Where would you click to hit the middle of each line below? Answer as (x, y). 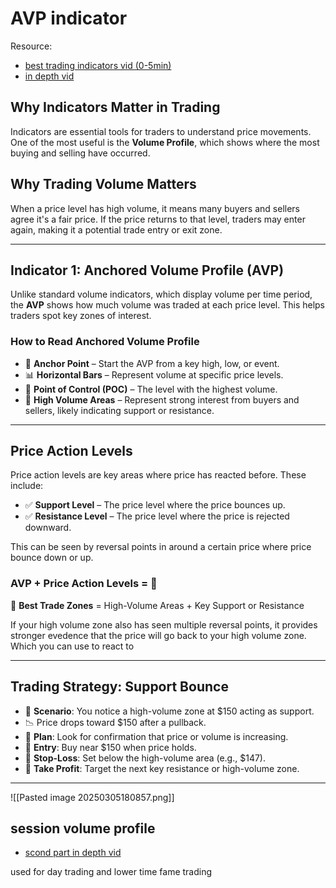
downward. (48, 528)
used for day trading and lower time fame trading (111, 872)
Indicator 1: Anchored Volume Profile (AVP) (147, 270)
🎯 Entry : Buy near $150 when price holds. (110, 747)
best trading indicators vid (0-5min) (98, 65)
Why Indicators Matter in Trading (115, 107)
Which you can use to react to (72, 646)
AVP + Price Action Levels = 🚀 (84, 584)
